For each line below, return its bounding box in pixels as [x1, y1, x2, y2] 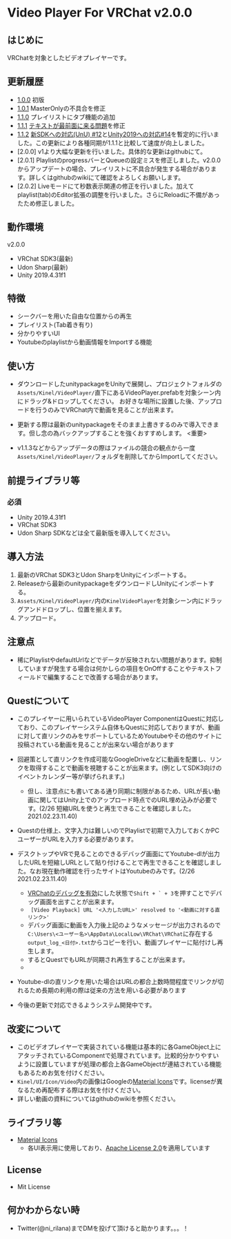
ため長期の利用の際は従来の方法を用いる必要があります [29, 986, 187, 994]
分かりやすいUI [17, 330, 60, 338]
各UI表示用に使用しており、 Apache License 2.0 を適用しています [27, 1144, 210, 1152]
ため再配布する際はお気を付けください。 [29, 1086, 145, 1095]
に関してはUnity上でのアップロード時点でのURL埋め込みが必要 [33, 796, 212, 804]
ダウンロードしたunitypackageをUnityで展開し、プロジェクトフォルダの [17, 380, 223, 388]
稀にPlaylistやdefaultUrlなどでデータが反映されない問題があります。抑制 [17, 655, 223, 664]
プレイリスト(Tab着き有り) [17, 321, 93, 329]
